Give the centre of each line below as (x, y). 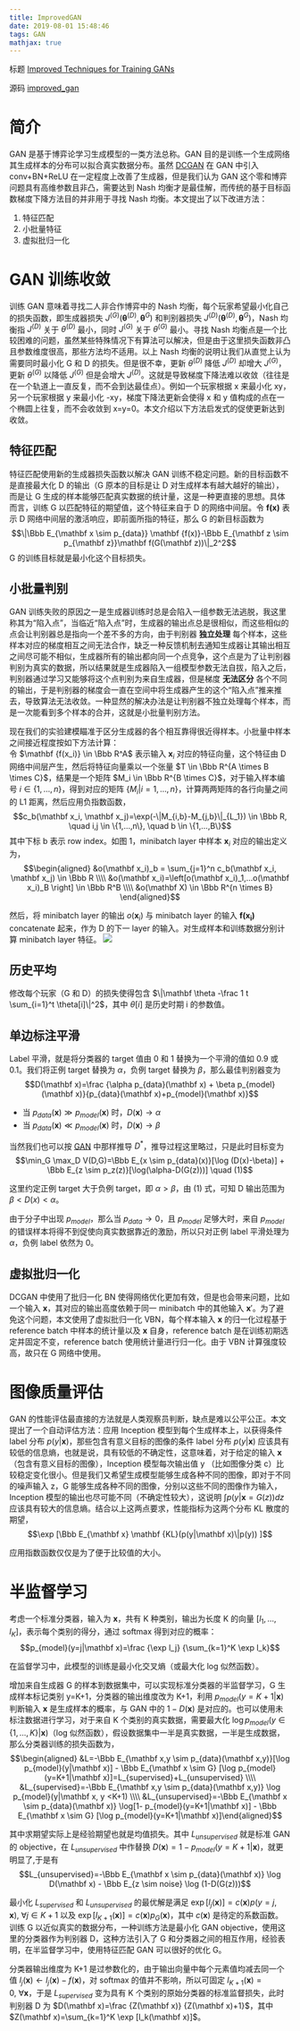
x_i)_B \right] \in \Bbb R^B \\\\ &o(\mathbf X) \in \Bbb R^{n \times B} (150, 887)
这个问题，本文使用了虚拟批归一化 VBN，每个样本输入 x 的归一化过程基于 (152, 1319)
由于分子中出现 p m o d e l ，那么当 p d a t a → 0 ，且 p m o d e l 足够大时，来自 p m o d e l (147, 1220)
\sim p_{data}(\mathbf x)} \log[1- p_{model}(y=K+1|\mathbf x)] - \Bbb (150, 1806)
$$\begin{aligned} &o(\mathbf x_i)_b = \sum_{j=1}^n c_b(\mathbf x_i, (150, 868)
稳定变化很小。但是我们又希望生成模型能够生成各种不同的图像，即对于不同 (154, 1474)
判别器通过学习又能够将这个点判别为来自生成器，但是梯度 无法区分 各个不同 (148, 679)
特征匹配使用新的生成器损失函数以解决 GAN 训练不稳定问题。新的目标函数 (145, 474)
